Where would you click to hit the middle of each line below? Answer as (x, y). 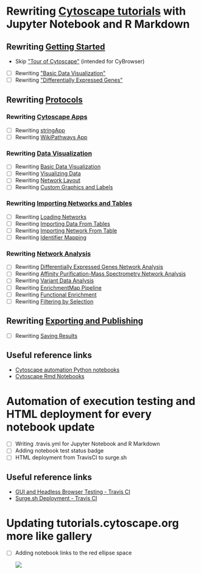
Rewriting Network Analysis (49, 253)
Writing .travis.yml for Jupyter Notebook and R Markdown (87, 444)
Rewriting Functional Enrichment (56, 295)
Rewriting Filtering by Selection (54, 301)
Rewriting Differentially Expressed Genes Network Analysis (89, 267)
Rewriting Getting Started (56, 47)
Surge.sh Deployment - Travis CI (56, 498)
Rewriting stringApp (40, 130)
